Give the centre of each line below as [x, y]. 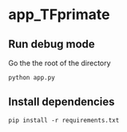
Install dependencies [62, 102]
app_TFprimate [59, 15]
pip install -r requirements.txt [64, 120]
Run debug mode [52, 44]
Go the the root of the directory [60, 63]
